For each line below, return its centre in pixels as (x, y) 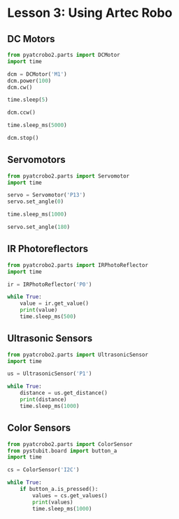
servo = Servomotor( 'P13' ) (46, 195)
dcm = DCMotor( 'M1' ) (37, 74)
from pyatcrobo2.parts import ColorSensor (70, 444)
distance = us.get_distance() (64, 393)
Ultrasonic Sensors (50, 339)
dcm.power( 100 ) (29, 81)
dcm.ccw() (22, 113)
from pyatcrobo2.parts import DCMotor (64, 55)
